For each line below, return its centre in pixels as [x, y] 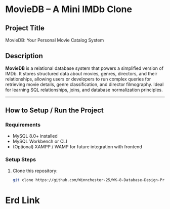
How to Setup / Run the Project [54, 111]
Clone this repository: [35, 171]
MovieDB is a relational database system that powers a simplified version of [84, 68]
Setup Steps [21, 159]
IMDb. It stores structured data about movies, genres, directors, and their [81, 73]
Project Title [25, 28]
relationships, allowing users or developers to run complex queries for [78, 79]
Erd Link [23, 200]
